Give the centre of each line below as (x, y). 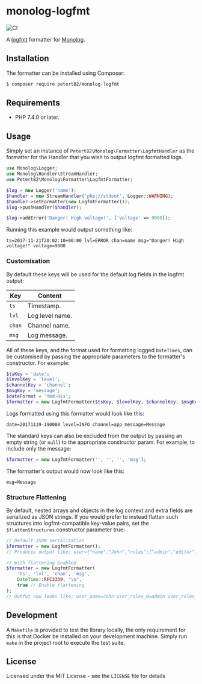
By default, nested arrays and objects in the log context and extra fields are (99, 510)
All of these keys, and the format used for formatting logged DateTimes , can (99, 350)
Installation (28, 59)
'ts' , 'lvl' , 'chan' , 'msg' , (54, 574)
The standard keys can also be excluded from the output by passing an (94, 435)
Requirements (33, 103)
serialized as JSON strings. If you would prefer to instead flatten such (92, 516)
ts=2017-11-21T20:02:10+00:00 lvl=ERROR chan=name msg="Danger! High (95, 241)
